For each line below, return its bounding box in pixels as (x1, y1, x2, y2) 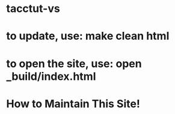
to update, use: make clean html (6, 29, 170, 43)
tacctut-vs (6, 2, 60, 16)
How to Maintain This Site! (6, 97, 140, 110)
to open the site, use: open (6, 56, 143, 70)
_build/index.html (6, 70, 96, 83)
